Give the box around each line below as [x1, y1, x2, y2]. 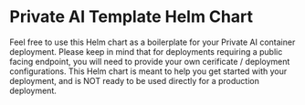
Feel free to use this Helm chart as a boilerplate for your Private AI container [9, 37, 296, 47]
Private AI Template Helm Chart [9, 6, 254, 27]
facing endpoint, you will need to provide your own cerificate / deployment [9, 56, 290, 67]
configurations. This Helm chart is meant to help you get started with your [9, 66, 288, 77]
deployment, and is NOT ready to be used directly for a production [9, 75, 260, 86]
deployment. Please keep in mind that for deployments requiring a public [9, 46, 283, 57]
